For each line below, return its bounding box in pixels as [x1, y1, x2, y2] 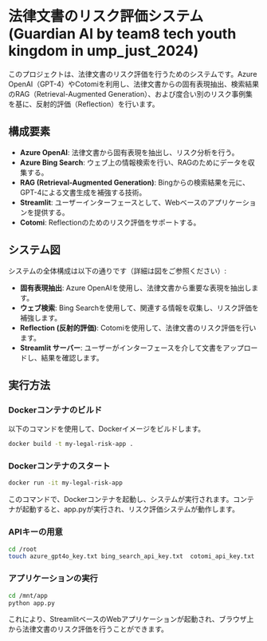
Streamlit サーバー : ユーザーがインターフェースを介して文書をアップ [19, 343, 245, 352]
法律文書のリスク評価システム [8, 7, 204, 26]
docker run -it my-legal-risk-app [8, 479, 124, 488]
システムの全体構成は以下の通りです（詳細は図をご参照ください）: [8, 265, 227, 276]
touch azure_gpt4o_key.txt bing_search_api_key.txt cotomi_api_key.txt [8, 552, 255, 560]
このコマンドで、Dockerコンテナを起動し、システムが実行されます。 [8, 495, 234, 504]
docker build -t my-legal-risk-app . [8, 440, 134, 448]
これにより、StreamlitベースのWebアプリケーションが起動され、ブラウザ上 [8, 615, 254, 624]
